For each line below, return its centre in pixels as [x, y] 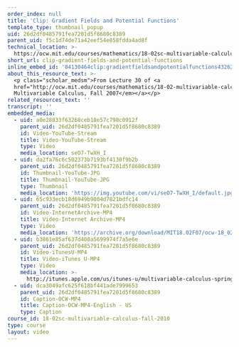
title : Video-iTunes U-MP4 [60, 259]
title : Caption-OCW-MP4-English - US [76, 306]
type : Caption [41, 312]
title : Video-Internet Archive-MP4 [73, 219]
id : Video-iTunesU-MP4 [54, 253]
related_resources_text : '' [49, 100]
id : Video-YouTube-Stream [59, 133]
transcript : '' [30, 107]
